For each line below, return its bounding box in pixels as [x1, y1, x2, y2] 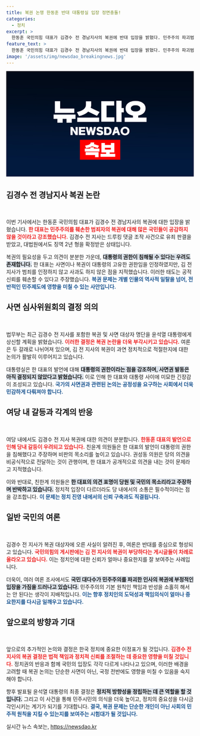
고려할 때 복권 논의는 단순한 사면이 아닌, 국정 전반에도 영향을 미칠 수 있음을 [6, 668, 179, 675]
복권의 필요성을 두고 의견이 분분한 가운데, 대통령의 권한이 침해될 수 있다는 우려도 [6, 253, 191, 260]
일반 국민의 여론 [6, 513, 61, 523]
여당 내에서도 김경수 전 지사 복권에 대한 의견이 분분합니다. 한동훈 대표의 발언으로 [6, 436, 192, 443]
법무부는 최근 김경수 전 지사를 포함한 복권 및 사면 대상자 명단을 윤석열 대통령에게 [6, 331, 192, 338]
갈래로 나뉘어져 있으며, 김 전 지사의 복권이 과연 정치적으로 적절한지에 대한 [18, 346, 189, 353]
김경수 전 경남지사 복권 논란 [6, 190, 100, 200]
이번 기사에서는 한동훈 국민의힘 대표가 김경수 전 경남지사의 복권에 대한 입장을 [6, 218, 185, 226]
